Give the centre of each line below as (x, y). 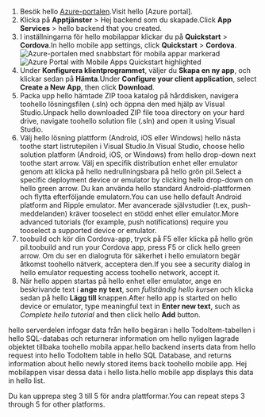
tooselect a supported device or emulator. (88, 230)
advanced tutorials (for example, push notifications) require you (124, 222)
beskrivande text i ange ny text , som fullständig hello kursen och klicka (136, 289)
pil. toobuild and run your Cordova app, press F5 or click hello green (130, 247)
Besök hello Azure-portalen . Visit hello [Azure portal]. (106, 11)
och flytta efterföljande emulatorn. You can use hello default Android (131, 197)
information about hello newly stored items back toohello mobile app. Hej (128, 363)
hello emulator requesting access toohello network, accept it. (120, 272)
